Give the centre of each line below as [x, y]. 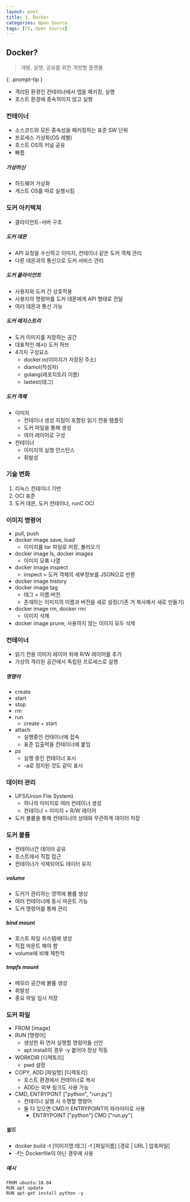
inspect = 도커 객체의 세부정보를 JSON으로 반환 [79, 574]
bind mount [21, 923]
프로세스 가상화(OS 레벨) [43, 138]
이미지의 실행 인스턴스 [49, 450]
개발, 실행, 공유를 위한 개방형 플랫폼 [62, 68]
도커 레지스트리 [24, 321]
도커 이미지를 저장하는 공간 [46, 337]
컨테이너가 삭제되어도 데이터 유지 [53, 864]
